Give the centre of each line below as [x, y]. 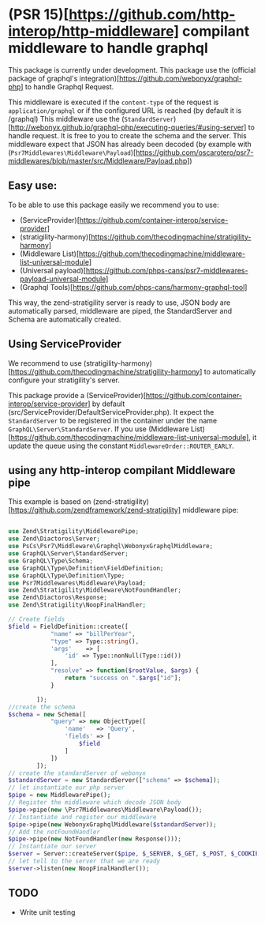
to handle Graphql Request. [69, 86]
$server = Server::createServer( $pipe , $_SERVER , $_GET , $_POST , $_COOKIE [134, 854]
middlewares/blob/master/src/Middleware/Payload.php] [99, 160]
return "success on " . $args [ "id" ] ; [123, 678]
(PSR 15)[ [39, 15]
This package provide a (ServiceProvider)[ [77, 395]
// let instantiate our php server [67, 788]
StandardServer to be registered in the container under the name [113, 420]
